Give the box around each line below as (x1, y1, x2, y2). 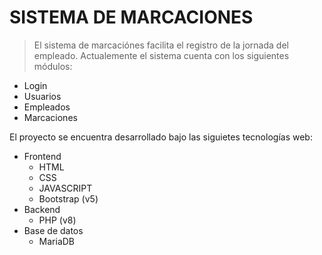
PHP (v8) (38, 214, 77, 226)
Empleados (23, 101, 71, 113)
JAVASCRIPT (38, 182, 93, 194)
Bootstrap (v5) (38, 192, 99, 205)
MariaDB (38, 235, 76, 247)
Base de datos (23, 224, 84, 236)
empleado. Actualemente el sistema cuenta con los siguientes (33, 49, 290, 61)
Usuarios (23, 90, 62, 102)
